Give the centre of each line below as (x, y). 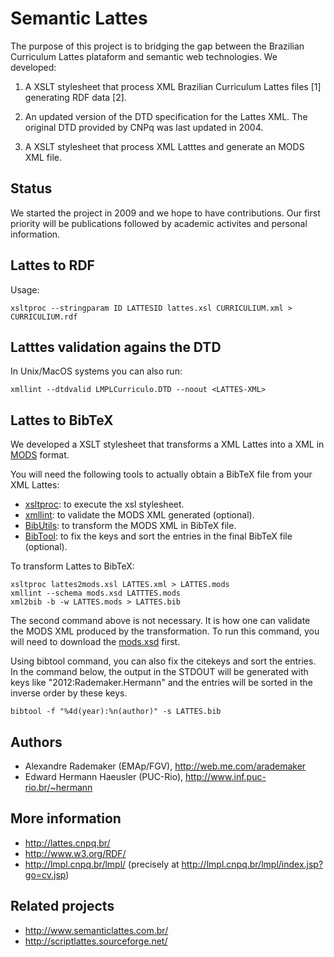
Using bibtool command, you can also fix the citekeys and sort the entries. (163, 661)
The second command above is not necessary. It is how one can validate (160, 621)
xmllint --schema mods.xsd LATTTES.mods (96, 593)
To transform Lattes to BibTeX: (72, 566)
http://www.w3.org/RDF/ (75, 853)
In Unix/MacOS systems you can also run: (96, 371)
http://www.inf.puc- (226, 776)
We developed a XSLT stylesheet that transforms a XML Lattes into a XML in (167, 444)
